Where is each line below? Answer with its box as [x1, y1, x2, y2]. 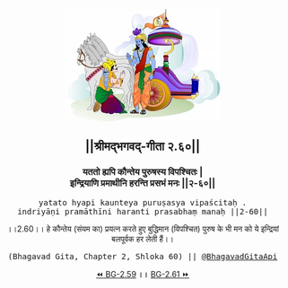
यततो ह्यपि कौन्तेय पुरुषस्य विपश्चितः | [82, 166, 204, 179]
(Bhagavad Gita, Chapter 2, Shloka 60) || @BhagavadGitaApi [7, 251, 278, 261]
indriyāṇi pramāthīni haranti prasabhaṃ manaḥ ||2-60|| [17, 206, 268, 216]
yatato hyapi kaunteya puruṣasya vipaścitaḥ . [38, 197, 248, 207]
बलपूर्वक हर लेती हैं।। [111, 233, 174, 244]
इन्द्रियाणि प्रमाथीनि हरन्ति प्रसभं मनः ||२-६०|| [69, 177, 216, 189]
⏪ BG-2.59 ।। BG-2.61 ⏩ [96, 268, 189, 279]
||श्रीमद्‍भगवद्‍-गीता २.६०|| [84, 139, 201, 154]
